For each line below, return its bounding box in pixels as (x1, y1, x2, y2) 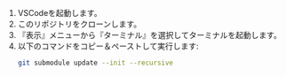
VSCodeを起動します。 (17, 8, 102, 18)
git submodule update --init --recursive (17, 58, 174, 67)
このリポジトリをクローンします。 (17, 19, 142, 29)
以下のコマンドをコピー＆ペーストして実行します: (17, 41, 199, 51)
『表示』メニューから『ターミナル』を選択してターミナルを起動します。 (17, 30, 282, 40)
